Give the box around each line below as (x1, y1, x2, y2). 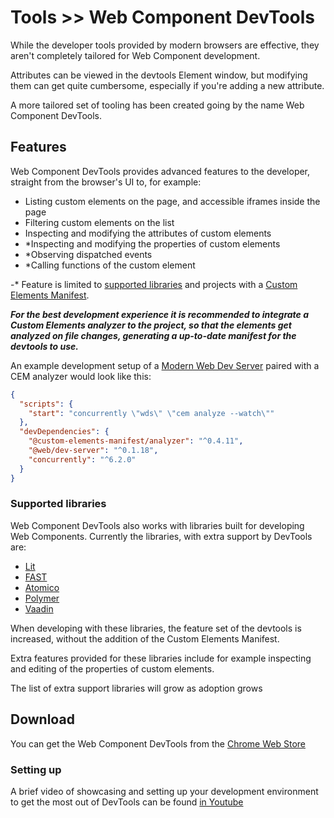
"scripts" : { (19, 399, 74, 409)
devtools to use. (10, 340, 79, 352)
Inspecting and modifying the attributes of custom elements (24, 227, 272, 239)
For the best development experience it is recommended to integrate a (10, 308, 309, 320)
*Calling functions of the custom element (24, 259, 196, 271)
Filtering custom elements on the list (24, 216, 175, 228)
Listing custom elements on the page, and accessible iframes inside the (24, 195, 321, 207)
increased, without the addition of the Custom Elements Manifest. (10, 632, 280, 645)
